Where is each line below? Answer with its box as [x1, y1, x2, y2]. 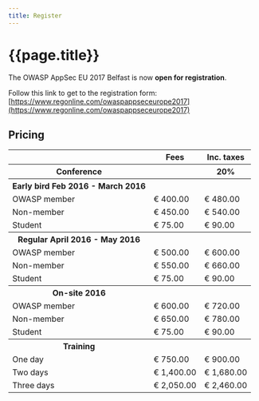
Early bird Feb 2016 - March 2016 [12, 181, 146, 192]
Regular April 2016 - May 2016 [18, 234, 141, 245]
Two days [12, 367, 49, 378]
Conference [55, 166, 102, 177]
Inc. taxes [206, 152, 245, 163]
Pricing [8, 128, 45, 141]
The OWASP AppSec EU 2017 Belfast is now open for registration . [8, 73, 227, 82]
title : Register [8, 11, 62, 20]
